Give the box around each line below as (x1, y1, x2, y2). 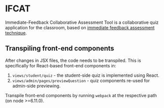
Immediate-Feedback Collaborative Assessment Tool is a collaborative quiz (5, 19, 159, 25)
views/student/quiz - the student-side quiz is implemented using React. (12, 72, 160, 78)
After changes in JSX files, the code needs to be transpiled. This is (5, 57, 141, 63)
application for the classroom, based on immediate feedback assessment (5, 24, 155, 30)
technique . (5, 30, 27, 36)
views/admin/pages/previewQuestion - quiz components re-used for (12, 77, 150, 83)
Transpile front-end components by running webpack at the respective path (5, 92, 157, 98)
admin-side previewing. (12, 83, 61, 89)
